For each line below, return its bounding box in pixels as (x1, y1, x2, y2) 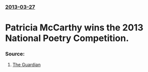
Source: (5, 50, 25, 57)
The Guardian (12, 61, 41, 68)
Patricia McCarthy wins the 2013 (5, 22, 143, 33)
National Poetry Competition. (5, 32, 129, 44)
